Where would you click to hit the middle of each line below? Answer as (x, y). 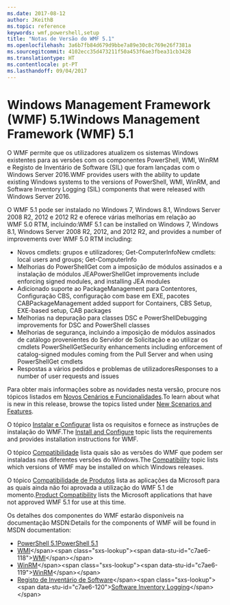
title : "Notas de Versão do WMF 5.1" (61, 39)
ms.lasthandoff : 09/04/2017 (47, 71)
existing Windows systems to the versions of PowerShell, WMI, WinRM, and (114, 182)
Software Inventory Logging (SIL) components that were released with (106, 189)
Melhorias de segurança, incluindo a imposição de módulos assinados (116, 333)
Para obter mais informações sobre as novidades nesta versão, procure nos (114, 390)
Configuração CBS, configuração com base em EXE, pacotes (103, 296)
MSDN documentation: (39, 530)
